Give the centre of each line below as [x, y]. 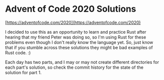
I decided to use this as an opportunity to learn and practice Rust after [76, 32]
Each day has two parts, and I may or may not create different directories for [82, 62]
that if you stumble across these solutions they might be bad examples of [79, 47]
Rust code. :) [18, 53]
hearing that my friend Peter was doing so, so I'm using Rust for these [76, 37]
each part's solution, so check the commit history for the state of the [74, 67]
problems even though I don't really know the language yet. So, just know [79, 42]
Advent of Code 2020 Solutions [70, 9]
